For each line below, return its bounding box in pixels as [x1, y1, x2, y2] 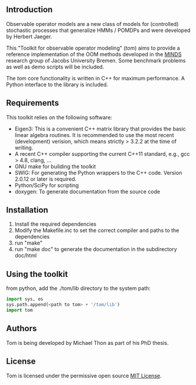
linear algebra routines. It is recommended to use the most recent [14, 131, 174, 138]
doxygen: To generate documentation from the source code [14, 188, 161, 195]
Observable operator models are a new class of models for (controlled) [6, 20, 179, 27]
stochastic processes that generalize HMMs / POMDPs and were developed [6, 27, 191, 34]
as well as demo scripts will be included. [6, 63, 104, 70]
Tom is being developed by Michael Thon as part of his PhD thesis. [6, 339, 169, 346]
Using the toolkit [6, 269, 68, 279]
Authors [6, 324, 37, 334]
